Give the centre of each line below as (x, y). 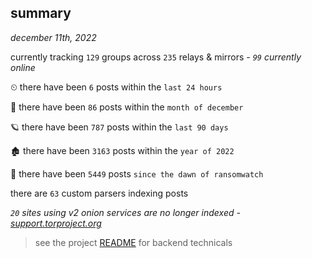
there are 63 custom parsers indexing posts (99, 193)
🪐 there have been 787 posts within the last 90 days (119, 127)
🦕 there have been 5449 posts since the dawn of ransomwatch (137, 173)
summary (41, 13)
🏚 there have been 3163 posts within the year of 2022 (122, 150)
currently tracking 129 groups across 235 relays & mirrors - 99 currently (156, 57)
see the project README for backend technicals (133, 242)
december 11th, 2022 (53, 37)
